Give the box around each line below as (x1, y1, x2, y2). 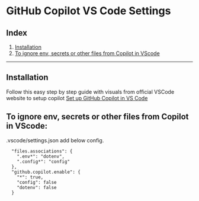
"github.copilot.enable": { (11, 169, 81, 175)
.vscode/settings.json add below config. (6, 136, 104, 143)
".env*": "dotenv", (17, 153, 65, 159)
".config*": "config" (17, 158, 70, 164)
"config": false (17, 179, 57, 185)
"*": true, (17, 174, 44, 180)
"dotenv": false (17, 184, 57, 190)
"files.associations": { (11, 148, 73, 154)
